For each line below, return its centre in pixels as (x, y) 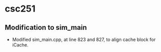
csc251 (20, 9)
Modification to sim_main (46, 28)
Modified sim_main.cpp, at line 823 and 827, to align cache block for (84, 39)
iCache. (20, 45)
